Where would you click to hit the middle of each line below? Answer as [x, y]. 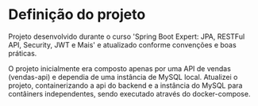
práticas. [23, 53]
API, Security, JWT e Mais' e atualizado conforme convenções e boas [122, 44]
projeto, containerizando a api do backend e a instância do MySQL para [125, 85]
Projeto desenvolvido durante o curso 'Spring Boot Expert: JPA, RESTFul [127, 36]
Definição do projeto [77, 15]
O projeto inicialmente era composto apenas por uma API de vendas [120, 68]
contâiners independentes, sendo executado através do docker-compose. [129, 93]
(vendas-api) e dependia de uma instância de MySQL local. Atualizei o [123, 77]
